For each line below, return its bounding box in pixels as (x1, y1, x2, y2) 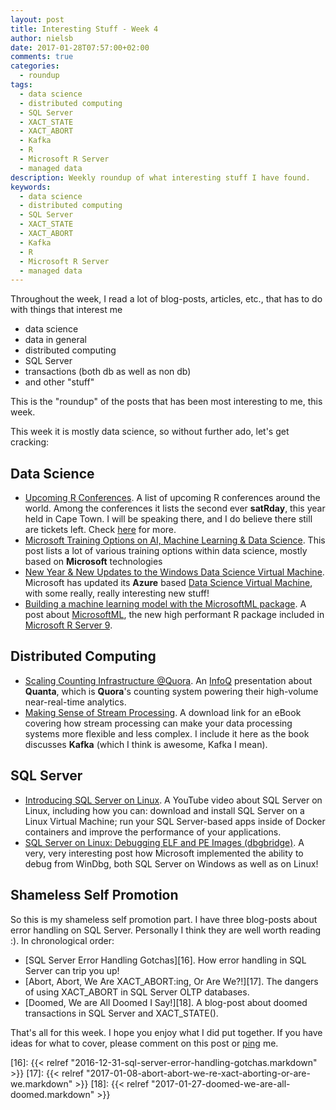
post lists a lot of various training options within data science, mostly (24, 545, 308, 557)
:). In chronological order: (10, 934, 115, 946)
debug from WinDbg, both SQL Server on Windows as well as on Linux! (24, 857, 319, 870)
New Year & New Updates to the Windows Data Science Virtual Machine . (24, 566, 325, 578)
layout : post (10, 14, 65, 25)
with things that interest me (10, 304, 123, 316)
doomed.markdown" (10, 1088, 95, 1100)
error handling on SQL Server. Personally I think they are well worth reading (10, 924, 322, 936)
